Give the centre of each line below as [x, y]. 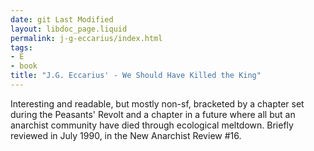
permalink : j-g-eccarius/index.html [86, 38]
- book [24, 66]
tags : [21, 47]
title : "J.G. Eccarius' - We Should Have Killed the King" [136, 76]
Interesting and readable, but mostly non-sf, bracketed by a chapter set [157, 103]
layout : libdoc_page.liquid [69, 29]
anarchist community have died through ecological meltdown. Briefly [152, 125]
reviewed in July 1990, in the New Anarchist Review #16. [126, 135]
